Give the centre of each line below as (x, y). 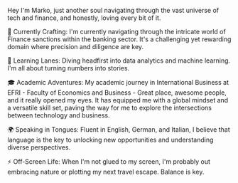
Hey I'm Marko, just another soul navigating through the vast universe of (113, 10)
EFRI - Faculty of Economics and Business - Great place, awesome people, (117, 93)
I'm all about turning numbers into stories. (69, 68)
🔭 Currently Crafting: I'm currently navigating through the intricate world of (117, 32)
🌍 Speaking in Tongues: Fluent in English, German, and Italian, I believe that (119, 130)
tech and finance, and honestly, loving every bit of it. (84, 18)
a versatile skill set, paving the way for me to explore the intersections (109, 108)
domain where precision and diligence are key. (76, 47)
